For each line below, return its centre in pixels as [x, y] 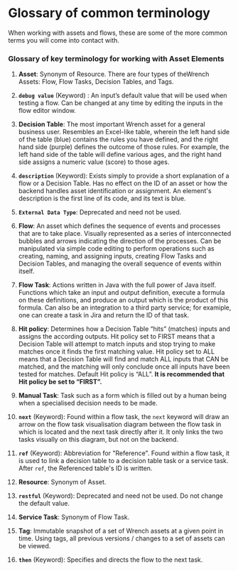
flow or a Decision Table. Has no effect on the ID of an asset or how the [123, 183]
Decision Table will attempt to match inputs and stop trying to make [117, 344]
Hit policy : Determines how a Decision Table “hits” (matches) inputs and [124, 329]
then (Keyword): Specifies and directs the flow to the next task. [110, 560]
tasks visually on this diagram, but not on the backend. [98, 440]
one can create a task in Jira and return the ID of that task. [104, 315]
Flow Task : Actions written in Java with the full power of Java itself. [117, 285]
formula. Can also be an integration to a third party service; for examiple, [125, 308]
